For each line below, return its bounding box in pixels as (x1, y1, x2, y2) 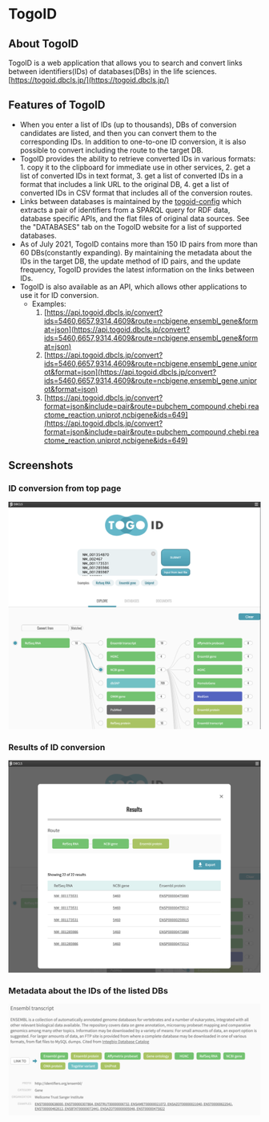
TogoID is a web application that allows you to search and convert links (8, 58, 243, 67)
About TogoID (8, 37, 78, 51)
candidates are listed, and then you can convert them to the (19, 128, 218, 137)
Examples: (31, 299, 66, 308)
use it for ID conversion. (19, 290, 99, 300)
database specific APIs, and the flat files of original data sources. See (19, 214, 250, 223)
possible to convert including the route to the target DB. (19, 145, 204, 155)
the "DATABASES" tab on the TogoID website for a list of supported (19, 222, 242, 231)
